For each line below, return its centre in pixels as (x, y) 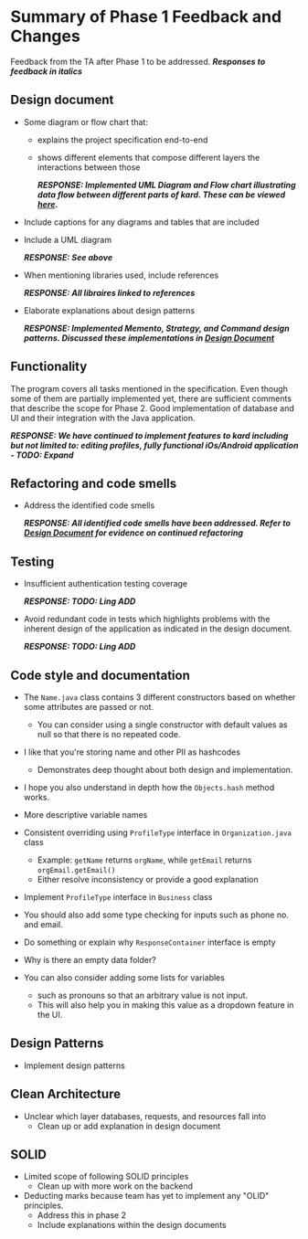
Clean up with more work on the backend (115, 1186)
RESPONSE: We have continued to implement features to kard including (149, 435)
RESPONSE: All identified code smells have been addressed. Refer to (157, 524)
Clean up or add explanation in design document (129, 1126)
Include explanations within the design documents (132, 1225)
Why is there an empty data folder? (90, 960)
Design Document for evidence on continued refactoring (133, 533)
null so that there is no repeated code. (109, 734)
